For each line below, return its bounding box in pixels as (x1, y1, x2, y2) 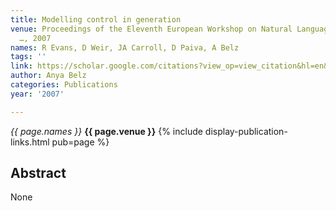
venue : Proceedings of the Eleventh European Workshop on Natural (10, 24, 293, 34)
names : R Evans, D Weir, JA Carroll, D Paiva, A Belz (10, 42, 240, 53)
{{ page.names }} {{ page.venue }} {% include (10, 125, 203, 137)
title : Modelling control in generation (10, 14, 182, 25)
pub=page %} (51, 136, 110, 148)
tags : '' (10, 52, 47, 62)
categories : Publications (10, 80, 118, 90)
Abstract (10, 165, 67, 182)
